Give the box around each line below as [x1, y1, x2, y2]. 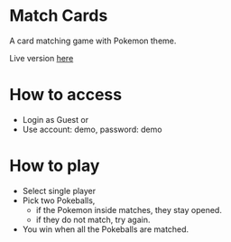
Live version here [9, 52, 74, 63]
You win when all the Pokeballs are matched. [22, 223, 189, 235]
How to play [9, 155, 100, 176]
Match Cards [9, 5, 108, 26]
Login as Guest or [22, 114, 88, 125]
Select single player [22, 185, 97, 196]
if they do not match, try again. [35, 214, 151, 225]
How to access [9, 85, 123, 105]
